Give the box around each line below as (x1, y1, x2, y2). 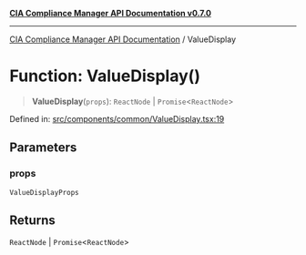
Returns (9, 213, 56, 229)
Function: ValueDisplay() (9, 66, 200, 87)
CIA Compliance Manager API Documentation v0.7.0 (9, 8, 212, 18)
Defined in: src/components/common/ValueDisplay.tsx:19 (9, 113, 225, 124)
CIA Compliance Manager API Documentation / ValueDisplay (9, 34, 237, 45)
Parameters (9, 140, 77, 156)
